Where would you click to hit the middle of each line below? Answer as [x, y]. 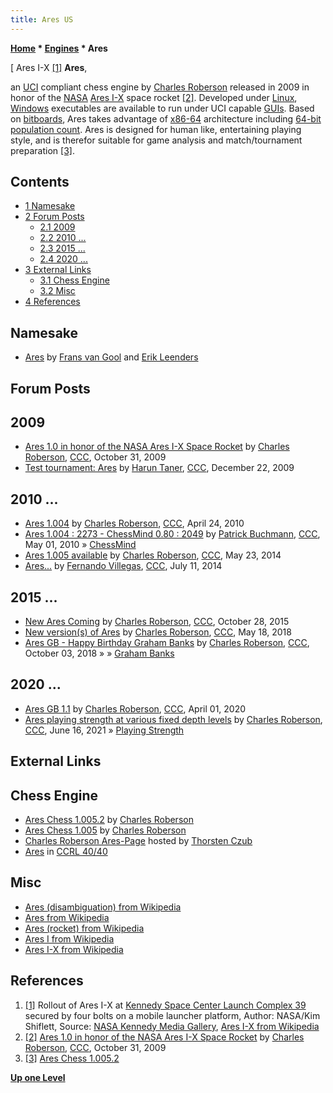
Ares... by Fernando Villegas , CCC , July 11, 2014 [123, 566]
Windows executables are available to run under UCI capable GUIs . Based [162, 108]
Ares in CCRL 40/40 [66, 852]
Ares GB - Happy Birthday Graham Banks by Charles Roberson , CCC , [167, 643]
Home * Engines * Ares [59, 48]
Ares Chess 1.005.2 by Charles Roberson [109, 820]
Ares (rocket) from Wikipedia [84, 928]
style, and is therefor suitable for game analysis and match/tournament [156, 140]
